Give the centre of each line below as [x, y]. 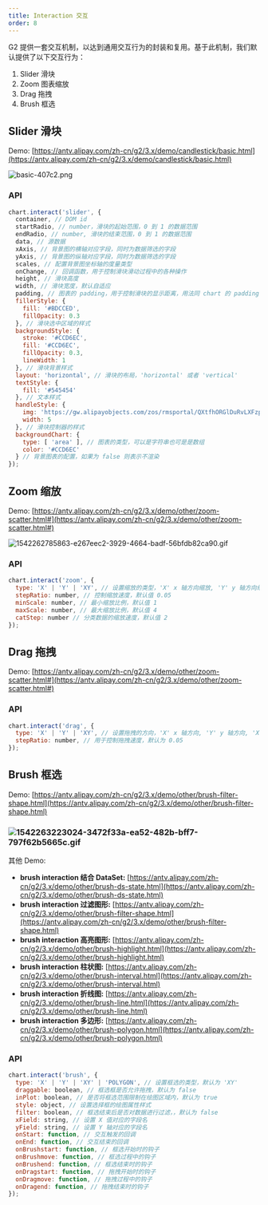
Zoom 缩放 [35, 491]
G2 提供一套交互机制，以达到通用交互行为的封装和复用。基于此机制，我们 [129, 47]
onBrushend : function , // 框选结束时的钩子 [84, 1164]
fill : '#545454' [50, 390]
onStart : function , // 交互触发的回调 [76, 1135]
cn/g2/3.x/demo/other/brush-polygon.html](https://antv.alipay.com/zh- [137, 1029]
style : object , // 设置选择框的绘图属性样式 [83, 1105]
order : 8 [23, 23]
